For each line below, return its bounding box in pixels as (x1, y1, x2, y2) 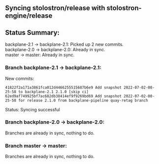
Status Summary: (5, 28, 60, 36)
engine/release (5, 12, 53, 20)
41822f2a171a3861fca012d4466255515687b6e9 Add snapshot (5, 85, 122, 90)
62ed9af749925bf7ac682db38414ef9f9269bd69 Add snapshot (5, 94, 122, 98)
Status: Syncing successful (5, 106, 60, 112)
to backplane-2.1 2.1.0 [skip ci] (18, 89, 89, 94)
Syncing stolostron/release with (5, 4, 106, 12)
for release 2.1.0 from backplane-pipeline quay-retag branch (18, 98, 148, 103)
